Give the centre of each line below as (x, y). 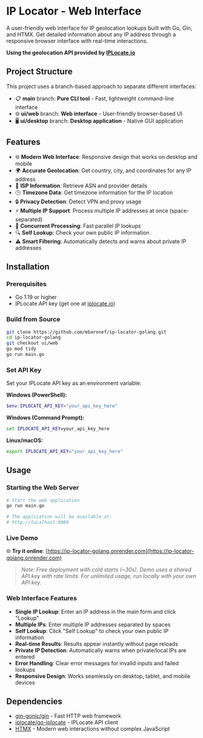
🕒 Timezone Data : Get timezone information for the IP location (94, 192)
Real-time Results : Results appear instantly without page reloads (97, 643)
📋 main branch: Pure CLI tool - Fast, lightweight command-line (95, 98)
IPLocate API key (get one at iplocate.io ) (65, 304)
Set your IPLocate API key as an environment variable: (74, 383)
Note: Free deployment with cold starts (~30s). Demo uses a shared (106, 570)
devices (25, 682)
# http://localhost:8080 (38, 523)
